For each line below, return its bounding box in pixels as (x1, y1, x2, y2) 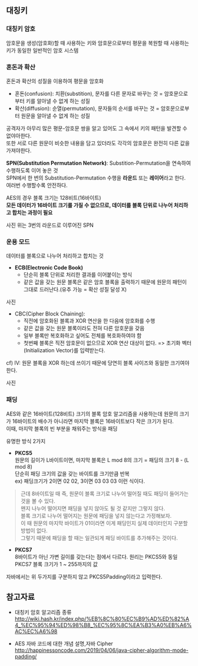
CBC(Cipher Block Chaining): (14, 310, 85, 317)
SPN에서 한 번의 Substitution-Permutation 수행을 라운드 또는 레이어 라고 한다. (6, 174, 186, 181)
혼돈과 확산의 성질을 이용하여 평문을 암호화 (6, 77, 104, 85)
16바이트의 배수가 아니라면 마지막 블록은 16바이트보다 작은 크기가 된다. (12, 417, 174, 424)
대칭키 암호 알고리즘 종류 (14, 609, 72, 616)
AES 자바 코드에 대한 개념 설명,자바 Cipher (14, 640, 113, 647)
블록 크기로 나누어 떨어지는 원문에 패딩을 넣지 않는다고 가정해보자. (20, 512, 172, 519)
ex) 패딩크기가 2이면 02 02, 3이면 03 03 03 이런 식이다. (14, 477, 146, 485)
